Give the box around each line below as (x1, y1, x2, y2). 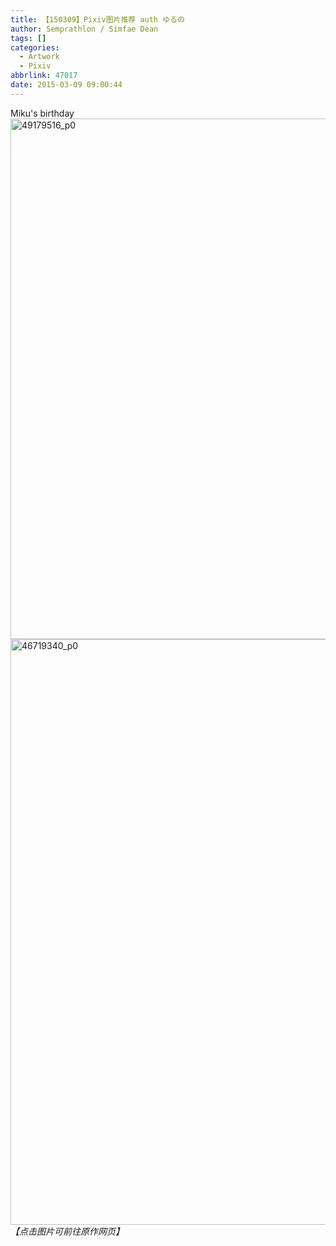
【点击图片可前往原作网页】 (10, 1225, 125, 1237)
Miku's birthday (10, 107, 75, 119)
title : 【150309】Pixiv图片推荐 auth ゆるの (10, 14, 185, 25)
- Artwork (19, 52, 60, 62)
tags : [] (10, 33, 47, 43)
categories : (10, 42, 60, 53)
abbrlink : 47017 (10, 71, 78, 81)
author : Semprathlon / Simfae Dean (10, 24, 159, 34)
